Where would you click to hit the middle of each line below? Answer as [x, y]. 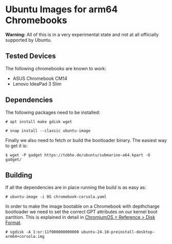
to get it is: [16, 146]
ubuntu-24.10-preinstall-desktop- [118, 232]
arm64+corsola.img [25, 237]
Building [19, 175]
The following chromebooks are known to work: [56, 68]
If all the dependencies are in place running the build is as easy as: [76, 188]
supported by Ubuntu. [29, 40]
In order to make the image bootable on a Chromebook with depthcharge [83, 207]
